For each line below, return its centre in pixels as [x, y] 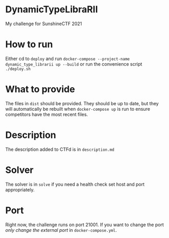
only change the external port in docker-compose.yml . [61, 230]
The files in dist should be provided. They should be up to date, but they [82, 103]
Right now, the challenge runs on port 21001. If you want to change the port [84, 225]
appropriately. [20, 190]
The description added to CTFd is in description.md [60, 149]
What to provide [40, 90]
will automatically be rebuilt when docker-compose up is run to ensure [78, 109]
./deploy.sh [18, 69]
